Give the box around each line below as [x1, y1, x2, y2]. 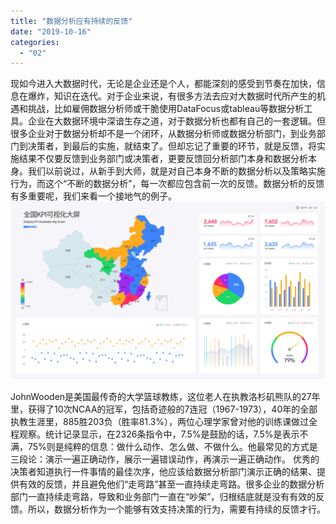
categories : [10, 37, 60, 47]
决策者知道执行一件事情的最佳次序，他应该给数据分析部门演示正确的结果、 [10, 465, 317, 477]
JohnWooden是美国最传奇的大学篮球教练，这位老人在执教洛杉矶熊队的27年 [10, 390, 321, 402]
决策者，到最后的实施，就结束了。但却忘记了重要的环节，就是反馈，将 [27, 140, 317, 152]
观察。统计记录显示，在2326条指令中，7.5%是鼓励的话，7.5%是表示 [18, 428, 300, 440]
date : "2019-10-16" [10, 26, 92, 37]
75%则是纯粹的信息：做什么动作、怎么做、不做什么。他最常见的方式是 [27, 440, 318, 452]
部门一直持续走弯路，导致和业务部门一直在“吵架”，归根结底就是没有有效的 [10, 490, 317, 502]
